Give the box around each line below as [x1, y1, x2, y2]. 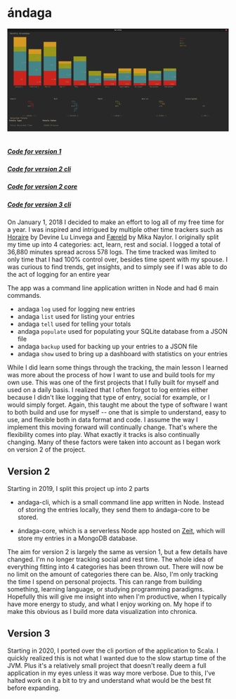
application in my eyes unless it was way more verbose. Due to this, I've [7, 669, 216, 677]
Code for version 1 [7, 147, 62, 155]
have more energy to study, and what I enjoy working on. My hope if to [7, 599, 212, 608]
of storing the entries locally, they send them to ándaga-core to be [17, 505, 210, 514]
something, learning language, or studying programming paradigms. [7, 584, 205, 593]
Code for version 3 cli [7, 200, 72, 209]
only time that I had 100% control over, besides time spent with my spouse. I [7, 255, 228, 264]
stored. [17, 513, 39, 521]
